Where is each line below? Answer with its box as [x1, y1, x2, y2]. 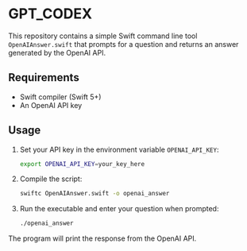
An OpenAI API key [19, 100, 83, 110]
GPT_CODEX [8, 5, 93, 23]
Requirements [8, 71, 79, 84]
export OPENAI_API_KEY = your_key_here [19, 160, 145, 168]
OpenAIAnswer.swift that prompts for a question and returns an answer [8, 39, 239, 48]
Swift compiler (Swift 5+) [19, 92, 102, 102]
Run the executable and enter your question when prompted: [19, 204, 219, 214]
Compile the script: [19, 174, 83, 183]
